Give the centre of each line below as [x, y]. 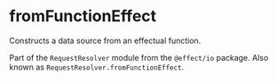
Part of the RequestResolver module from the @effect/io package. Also [139, 57]
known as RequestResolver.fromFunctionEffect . [97, 67]
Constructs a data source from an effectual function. [105, 40]
